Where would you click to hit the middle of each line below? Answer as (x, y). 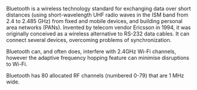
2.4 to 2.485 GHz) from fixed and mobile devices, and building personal (95, 21)
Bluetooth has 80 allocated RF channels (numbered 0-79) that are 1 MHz (95, 75)
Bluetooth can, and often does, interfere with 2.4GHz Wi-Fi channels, (91, 52)
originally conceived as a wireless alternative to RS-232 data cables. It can (98, 34)
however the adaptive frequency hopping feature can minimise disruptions (98, 58)
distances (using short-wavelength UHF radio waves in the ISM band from (97, 15)
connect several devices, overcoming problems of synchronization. (89, 40)
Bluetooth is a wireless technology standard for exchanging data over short (98, 9)
